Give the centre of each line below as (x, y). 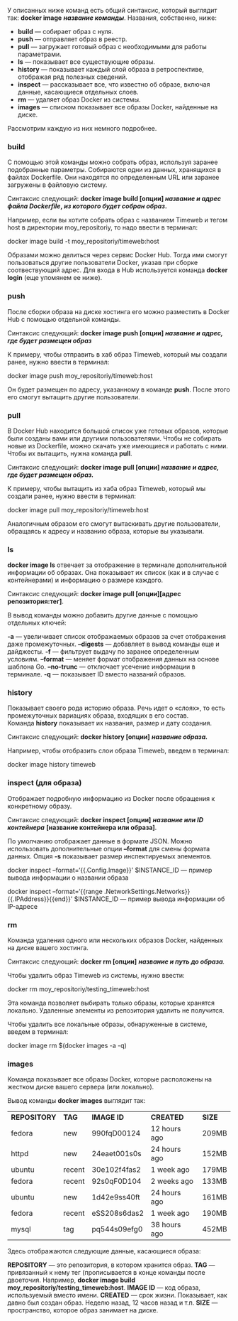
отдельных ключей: (37, 623)
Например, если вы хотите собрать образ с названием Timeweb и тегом (118, 220)
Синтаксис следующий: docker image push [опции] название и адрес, (115, 333)
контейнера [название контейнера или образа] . (82, 827)
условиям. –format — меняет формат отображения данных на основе (113, 659)
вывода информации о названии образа (68, 878)
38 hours (166, 1225)
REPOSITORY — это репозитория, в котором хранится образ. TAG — (111, 1265)
